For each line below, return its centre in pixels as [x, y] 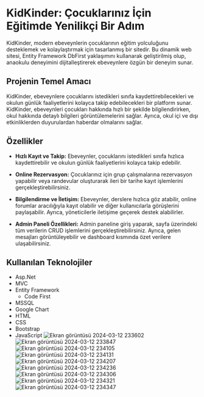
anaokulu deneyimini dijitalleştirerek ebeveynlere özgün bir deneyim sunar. [100, 62]
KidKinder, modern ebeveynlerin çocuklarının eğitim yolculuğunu [87, 43]
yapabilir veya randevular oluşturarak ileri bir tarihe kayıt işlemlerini [99, 181]
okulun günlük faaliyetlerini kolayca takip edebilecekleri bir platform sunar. [99, 102]
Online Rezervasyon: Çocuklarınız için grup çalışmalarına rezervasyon [104, 174]
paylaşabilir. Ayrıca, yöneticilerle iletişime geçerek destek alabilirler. [100, 212]
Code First [37, 296]
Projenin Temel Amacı [49, 81]
